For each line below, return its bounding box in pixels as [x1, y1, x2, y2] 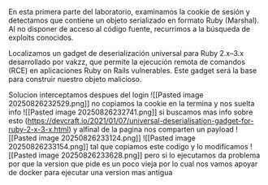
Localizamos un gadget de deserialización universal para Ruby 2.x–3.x [8, 49, 244, 58]
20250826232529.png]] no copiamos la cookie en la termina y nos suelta [8, 99, 255, 108]
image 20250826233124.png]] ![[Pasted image [38, 133, 197, 143]
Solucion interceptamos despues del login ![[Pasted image [8, 90, 204, 100]
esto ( [8, 116, 28, 125]
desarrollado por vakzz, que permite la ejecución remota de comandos [8, 57, 246, 67]
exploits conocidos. [8, 32, 74, 42]
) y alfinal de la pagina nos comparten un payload [68, 125, 234, 134]
